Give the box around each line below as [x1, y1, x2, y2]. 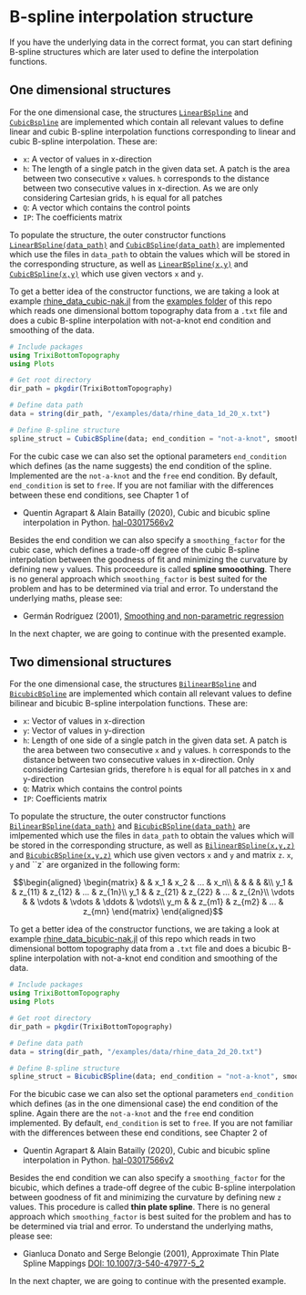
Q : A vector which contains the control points [22, 202, 191, 213]
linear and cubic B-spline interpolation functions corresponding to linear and [9, 126, 296, 137]
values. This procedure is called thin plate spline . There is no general [9, 1202, 270, 1213]
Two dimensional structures [9, 654, 172, 670]
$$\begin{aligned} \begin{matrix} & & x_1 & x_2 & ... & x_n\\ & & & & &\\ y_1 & [13, 877, 293, 888]
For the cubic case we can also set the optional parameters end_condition [9, 450, 287, 462]
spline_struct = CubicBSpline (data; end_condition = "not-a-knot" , [9, 433, 271, 444]
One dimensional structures [9, 82, 171, 98]
